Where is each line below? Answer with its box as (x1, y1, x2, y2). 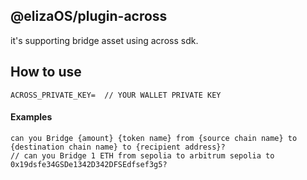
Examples (10, 111, 53, 123)
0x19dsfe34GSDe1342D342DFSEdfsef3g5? (10, 159, 168, 169)
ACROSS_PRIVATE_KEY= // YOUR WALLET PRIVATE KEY (10, 90, 222, 100)
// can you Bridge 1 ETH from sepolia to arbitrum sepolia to (10, 150, 275, 161)
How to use (10, 64, 82, 81)
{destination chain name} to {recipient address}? (10, 142, 226, 152)
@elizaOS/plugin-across (10, 8, 168, 25)
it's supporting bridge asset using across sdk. (10, 34, 199, 46)
